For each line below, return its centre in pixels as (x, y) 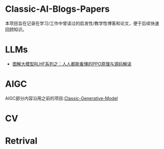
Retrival (21, 141)
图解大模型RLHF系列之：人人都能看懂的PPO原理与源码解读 (72, 64)
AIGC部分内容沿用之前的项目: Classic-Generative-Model (62, 98)
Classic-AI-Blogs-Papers (57, 9)
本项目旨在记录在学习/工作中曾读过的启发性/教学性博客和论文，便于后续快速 (82, 23)
